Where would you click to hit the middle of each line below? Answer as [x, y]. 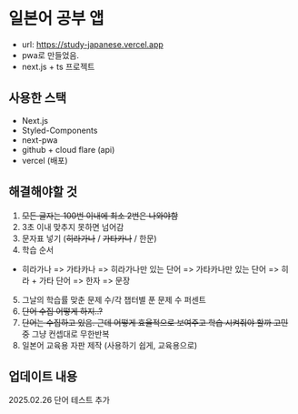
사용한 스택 [38, 98]
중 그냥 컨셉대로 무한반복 [65, 334]
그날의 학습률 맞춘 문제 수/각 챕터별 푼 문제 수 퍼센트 [114, 299]
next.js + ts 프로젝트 [58, 66]
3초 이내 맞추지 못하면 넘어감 [73, 227]
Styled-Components [60, 130]
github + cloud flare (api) [68, 149]
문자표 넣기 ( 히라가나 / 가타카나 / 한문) [89, 238]
